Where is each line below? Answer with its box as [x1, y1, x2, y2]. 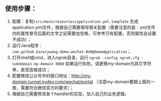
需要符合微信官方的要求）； [20, 85, 74, 90]
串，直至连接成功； [12, 67, 51, 72]
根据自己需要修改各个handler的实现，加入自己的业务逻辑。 [12, 91, 129, 97]
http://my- [71, 72, 92, 78]
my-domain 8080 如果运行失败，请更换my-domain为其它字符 [33, 60, 152, 66]
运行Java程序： [12, 43, 44, 48]
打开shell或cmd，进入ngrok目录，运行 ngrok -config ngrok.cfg [12, 55, 139, 60]
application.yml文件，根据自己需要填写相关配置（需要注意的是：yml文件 [12, 24, 156, 30]
